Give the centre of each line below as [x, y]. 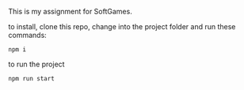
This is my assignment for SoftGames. [70, 11]
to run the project [36, 64]
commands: [28, 35]
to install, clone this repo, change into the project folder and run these [122, 26]
